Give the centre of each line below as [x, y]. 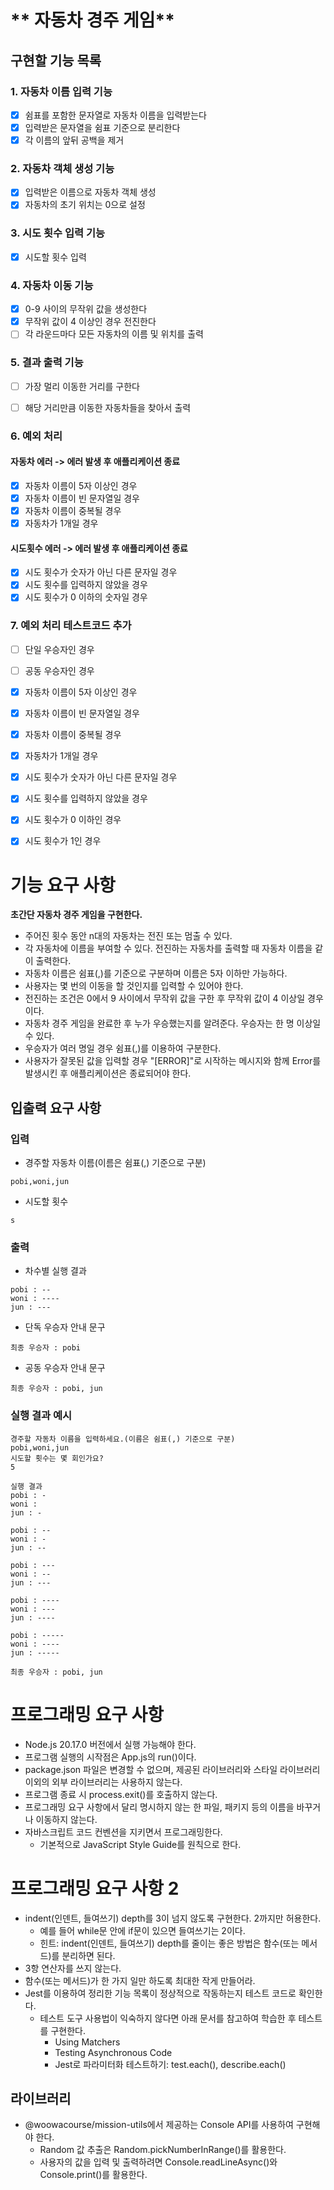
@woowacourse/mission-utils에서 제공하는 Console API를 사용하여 [159, 2125]
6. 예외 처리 [36, 436]
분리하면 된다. [88, 1955]
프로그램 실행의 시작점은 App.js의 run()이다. [110, 1757]
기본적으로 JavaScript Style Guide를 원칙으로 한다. [140, 1844]
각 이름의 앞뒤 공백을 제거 [74, 140]
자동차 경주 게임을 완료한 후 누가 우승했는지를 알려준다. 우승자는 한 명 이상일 [173, 1023]
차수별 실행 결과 [55, 1271]
